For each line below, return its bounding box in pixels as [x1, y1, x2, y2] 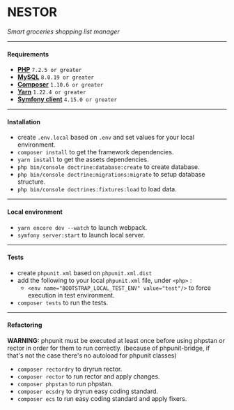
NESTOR [7, 4, 58, 20]
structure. [17, 177, 46, 186]
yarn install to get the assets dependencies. [17, 155, 149, 164]
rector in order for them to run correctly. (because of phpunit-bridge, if [7, 344, 210, 352]
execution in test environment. [27, 291, 115, 299]
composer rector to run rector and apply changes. [17, 372, 160, 381]
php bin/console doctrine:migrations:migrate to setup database [17, 170, 205, 179]
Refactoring [7, 321, 42, 329]
